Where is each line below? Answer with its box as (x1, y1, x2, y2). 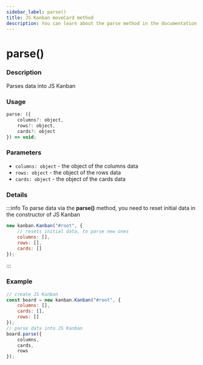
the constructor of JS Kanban (6, 211, 80, 219)
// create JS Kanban (6, 291, 59, 297)
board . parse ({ (6, 331, 43, 337)
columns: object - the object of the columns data (15, 162, 139, 170)
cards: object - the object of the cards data (15, 175, 126, 182)
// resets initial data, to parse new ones (17, 228, 129, 234)
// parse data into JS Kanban (6, 325, 83, 331)
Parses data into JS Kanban (6, 82, 76, 89)
